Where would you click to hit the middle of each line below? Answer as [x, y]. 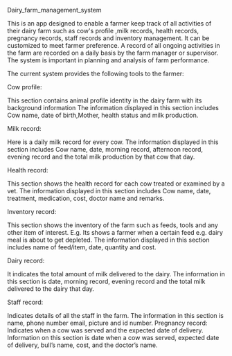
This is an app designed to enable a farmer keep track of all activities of [109, 23]
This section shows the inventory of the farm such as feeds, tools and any [113, 225]
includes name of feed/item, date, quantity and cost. [82, 247]
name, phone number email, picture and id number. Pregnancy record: [107, 323]
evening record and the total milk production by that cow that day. [101, 157]
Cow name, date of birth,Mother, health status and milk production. [103, 115]
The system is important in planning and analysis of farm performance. [108, 60]
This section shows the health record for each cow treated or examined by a [116, 184]
